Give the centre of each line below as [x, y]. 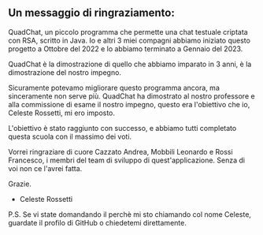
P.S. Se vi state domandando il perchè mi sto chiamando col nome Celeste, [130, 214]
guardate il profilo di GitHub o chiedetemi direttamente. [97, 222]
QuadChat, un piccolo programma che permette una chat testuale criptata [128, 32]
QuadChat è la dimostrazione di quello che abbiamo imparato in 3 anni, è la [130, 64]
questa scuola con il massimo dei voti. [70, 136]
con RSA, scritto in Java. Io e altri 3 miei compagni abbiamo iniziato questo [129, 40]
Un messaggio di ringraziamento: [91, 13]
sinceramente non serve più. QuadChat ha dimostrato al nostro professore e [131, 96]
